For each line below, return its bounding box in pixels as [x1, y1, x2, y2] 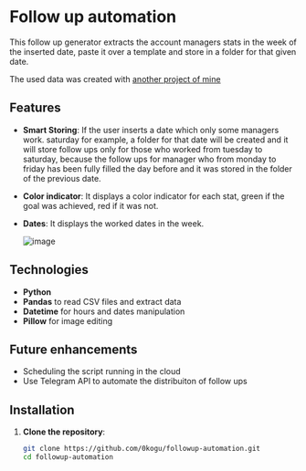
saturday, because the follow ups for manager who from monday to [22, 153, 277, 164]
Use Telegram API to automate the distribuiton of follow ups [22, 376, 248, 387]
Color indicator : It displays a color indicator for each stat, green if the [22, 190, 285, 202]
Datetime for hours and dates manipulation [22, 306, 185, 317]
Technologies [9, 262, 90, 277]
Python [22, 286, 52, 298]
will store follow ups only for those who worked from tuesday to [22, 143, 263, 154]
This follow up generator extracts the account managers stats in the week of [9, 37, 297, 47]
